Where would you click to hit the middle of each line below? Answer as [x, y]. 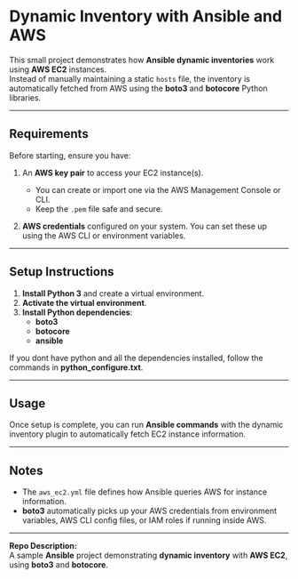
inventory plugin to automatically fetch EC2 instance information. [128, 434]
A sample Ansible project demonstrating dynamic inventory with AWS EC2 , [149, 555]
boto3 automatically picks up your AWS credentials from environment [149, 511]
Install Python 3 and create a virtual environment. [113, 293]
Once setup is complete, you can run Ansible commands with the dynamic [146, 425]
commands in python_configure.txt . [76, 367]
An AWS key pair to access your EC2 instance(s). [113, 173]
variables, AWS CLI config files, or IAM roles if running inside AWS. [144, 520]
